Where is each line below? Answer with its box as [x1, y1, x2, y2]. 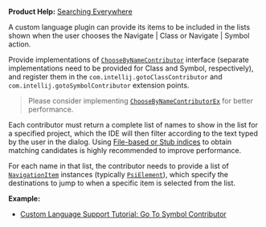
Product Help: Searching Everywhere [8, 7, 133, 16]
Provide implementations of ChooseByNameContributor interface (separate [8, 55, 249, 64]
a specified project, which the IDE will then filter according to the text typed [8, 128, 259, 138]
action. [8, 39, 31, 49]
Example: [8, 194, 41, 203]
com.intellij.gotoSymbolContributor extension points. [8, 80, 190, 90]
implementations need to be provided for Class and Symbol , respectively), [8, 63, 254, 73]
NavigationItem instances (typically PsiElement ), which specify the [8, 170, 229, 179]
